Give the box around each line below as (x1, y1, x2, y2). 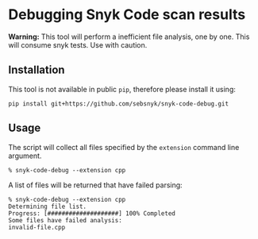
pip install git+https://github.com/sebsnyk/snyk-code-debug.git (8, 99, 229, 108)
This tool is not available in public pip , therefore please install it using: (8, 84, 236, 94)
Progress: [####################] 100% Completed (8, 209, 176, 218)
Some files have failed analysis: (8, 216, 123, 224)
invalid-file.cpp (8, 223, 66, 231)
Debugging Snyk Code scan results (8, 6, 246, 24)
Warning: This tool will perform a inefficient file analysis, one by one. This (8, 32, 250, 41)
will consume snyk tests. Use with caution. (8, 40, 148, 49)
